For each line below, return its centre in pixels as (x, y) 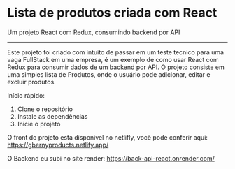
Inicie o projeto (39, 124)
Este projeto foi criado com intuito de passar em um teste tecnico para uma (116, 52)
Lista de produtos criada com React (112, 13)
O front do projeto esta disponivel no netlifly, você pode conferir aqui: (108, 137)
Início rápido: (26, 95)
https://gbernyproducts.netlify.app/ (58, 145)
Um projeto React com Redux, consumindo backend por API (94, 32)
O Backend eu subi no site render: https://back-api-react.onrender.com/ (111, 158)
